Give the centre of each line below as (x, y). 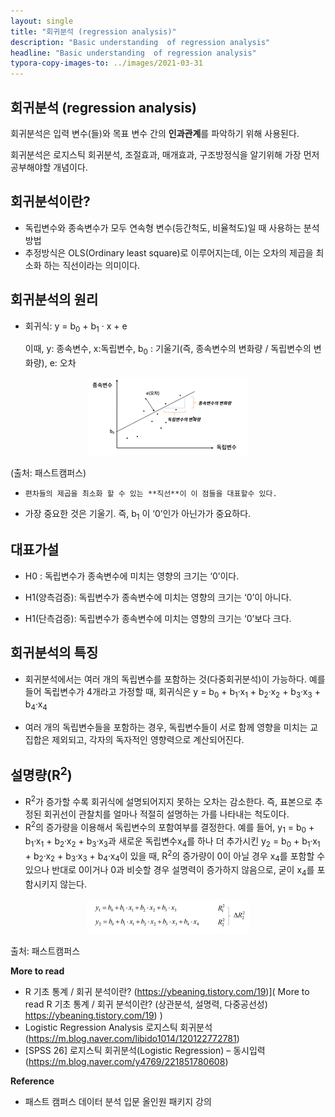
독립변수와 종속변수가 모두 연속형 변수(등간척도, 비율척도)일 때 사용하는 (163, 227)
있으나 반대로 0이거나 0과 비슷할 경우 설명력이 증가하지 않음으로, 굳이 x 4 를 (169, 871)
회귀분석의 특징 (54, 653)
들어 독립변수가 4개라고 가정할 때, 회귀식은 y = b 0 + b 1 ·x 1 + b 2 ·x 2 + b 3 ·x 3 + (172, 692)
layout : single (42, 21)
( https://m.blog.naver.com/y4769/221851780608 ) (126, 1062)
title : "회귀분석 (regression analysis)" (93, 31)
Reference (32, 1081)
